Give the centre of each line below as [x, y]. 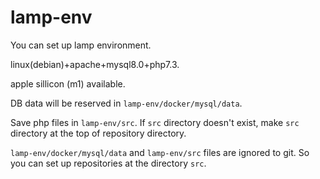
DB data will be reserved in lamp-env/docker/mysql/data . [126, 103]
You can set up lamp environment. [81, 45]
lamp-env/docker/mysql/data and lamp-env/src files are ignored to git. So [160, 152]
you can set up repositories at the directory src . [108, 163]
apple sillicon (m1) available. [68, 83]
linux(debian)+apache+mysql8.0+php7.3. [95, 64]
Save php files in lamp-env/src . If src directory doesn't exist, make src [155, 122]
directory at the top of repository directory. [98, 133]
